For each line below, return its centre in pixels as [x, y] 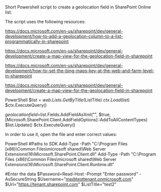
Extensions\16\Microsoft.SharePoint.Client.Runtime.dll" [60, 164]
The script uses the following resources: [45, 22]
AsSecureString [21, 179]
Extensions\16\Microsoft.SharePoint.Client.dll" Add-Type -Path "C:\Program [81, 154]
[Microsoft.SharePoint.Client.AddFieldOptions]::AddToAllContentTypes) [76, 120]
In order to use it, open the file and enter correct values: [61, 134]
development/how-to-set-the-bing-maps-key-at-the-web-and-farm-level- [80, 71]
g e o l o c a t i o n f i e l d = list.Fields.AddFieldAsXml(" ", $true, [58, 115]
